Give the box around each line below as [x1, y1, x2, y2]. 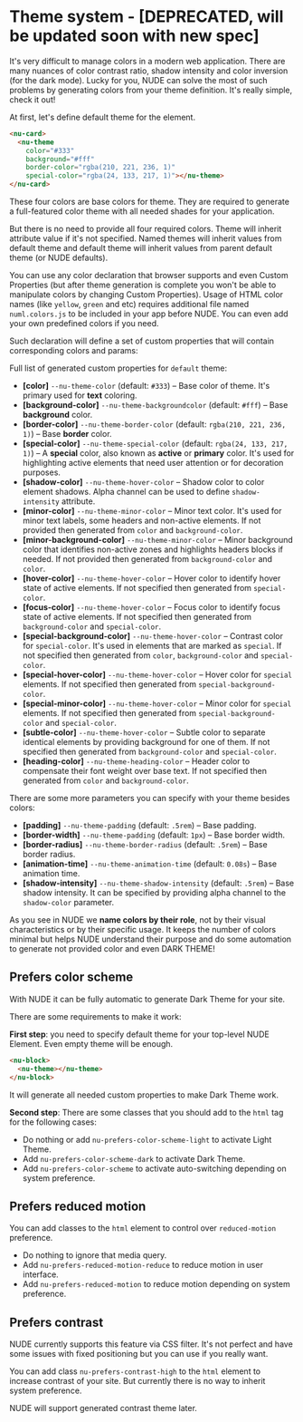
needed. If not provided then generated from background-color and [22, 554, 273, 565]
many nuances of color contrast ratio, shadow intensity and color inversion [9, 65, 289, 76]
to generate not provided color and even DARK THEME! [9, 943, 215, 954]
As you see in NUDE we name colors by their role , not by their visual [9, 914, 266, 925]
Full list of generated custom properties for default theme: [9, 363, 228, 373]
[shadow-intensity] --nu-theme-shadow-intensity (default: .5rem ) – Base [22, 877, 295, 889]
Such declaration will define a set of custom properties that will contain [9, 335, 274, 346]
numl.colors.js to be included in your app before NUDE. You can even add [9, 308, 289, 319]
